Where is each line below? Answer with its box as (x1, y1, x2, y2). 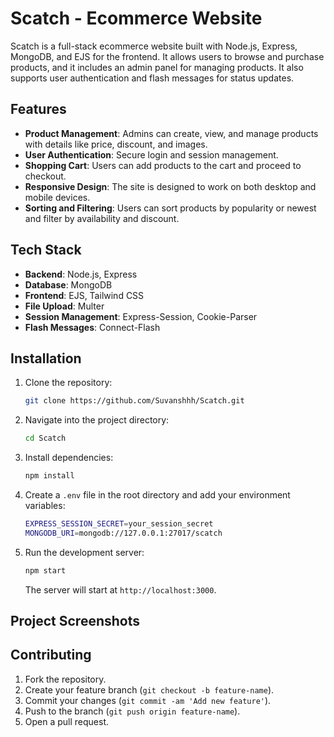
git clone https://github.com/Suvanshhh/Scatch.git (24, 396, 245, 406)
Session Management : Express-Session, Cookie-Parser (24, 310, 258, 322)
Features (10, 101, 67, 118)
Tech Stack (10, 242, 82, 259)
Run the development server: (24, 546, 145, 558)
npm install (24, 471, 75, 481)
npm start (24, 565, 67, 576)
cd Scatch (24, 433, 67, 444)
